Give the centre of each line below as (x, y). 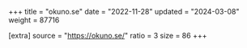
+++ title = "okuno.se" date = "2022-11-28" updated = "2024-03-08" (124, 12)
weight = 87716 (34, 20)
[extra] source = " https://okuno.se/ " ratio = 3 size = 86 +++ (108, 36)
